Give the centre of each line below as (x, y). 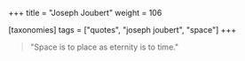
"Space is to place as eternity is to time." (104, 47)
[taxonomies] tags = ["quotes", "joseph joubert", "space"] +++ (122, 30)
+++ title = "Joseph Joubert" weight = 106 (85, 13)
